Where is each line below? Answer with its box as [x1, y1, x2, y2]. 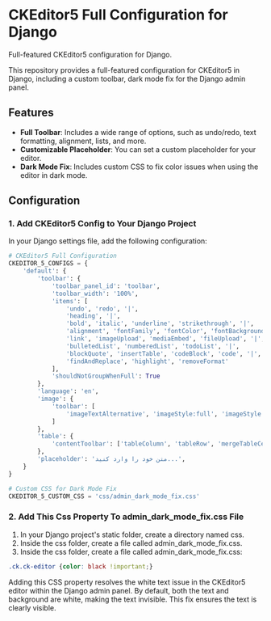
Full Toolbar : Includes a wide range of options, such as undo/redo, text [19, 127, 256, 137]
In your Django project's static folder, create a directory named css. [19, 530, 244, 539]
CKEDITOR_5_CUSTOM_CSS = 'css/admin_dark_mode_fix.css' [8, 492, 200, 501]
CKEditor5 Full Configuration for [8, 6, 228, 24]
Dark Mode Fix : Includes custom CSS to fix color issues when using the [19, 162, 259, 171]
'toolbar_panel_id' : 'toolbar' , [51, 281, 161, 290]
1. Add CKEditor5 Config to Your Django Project [8, 218, 197, 230]
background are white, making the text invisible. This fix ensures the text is [8, 594, 257, 604]
